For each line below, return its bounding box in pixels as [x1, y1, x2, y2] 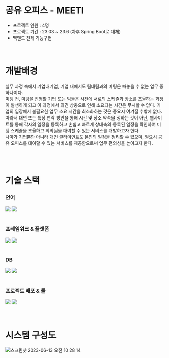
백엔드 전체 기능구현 [12, 35, 52, 41]
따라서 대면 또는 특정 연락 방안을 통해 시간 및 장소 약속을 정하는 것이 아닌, [5, 114, 149, 121]
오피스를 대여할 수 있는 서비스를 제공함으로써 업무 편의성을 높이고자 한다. [10, 140, 153, 146]
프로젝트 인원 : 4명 [12, 22, 49, 28]
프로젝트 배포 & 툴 [5, 287, 46, 294]
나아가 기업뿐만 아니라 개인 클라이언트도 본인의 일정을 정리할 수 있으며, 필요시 [5, 134, 157, 140]
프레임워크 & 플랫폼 [5, 226, 49, 233]
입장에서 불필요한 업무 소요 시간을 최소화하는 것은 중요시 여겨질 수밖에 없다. [14, 108, 163, 114]
